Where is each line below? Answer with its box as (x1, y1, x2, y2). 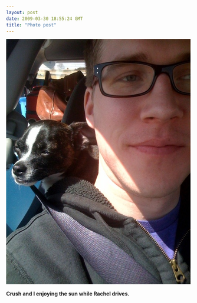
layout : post (6, 9, 38, 15)
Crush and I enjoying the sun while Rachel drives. (6, 290, 130, 297)
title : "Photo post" (6, 22, 57, 28)
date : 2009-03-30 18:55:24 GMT (6, 15, 83, 22)
